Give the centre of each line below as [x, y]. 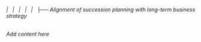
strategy [16, 15]
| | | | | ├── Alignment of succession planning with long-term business [101, 9]
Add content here [28, 34]
